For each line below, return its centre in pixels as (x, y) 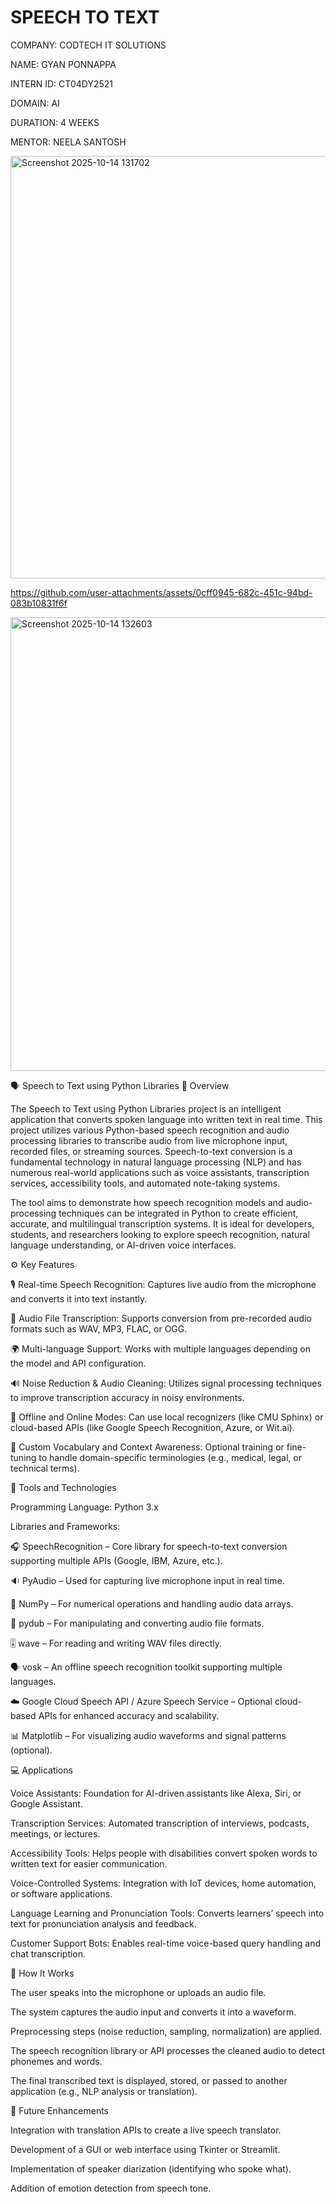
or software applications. (61, 1893)
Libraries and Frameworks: (65, 1526)
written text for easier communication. (89, 1863)
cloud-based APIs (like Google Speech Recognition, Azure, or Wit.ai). (152, 1427)
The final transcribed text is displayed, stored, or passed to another (149, 2080)
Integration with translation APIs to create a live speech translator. (146, 2130)
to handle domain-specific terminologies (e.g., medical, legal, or (170, 1457)
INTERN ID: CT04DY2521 (61, 83)
